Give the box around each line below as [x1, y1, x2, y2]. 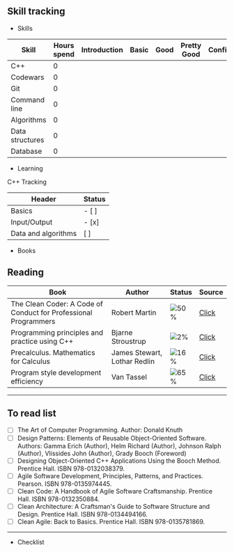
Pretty [180, 40, 202, 50]
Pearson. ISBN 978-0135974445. [17, 480, 112, 488]
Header [31, 194, 57, 204]
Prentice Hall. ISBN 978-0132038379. [17, 464, 125, 473]
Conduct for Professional [10, 308, 93, 317]
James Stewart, [111, 347, 162, 357]
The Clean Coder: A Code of [10, 299, 103, 308]
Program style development [10, 368, 102, 377]
